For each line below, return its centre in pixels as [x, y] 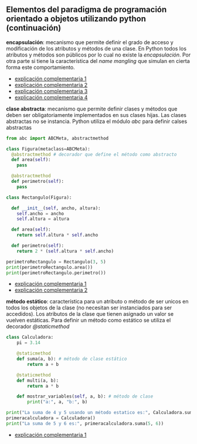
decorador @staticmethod [38, 326]
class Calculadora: [30, 338]
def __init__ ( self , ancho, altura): [56, 208]
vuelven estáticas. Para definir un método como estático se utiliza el [89, 321]
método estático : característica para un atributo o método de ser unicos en [97, 302]
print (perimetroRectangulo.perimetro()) [56, 273]
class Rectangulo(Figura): [39, 197]
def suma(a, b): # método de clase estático [72, 359]
